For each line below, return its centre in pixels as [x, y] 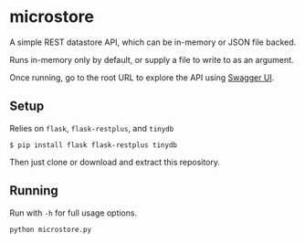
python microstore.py [51, 229]
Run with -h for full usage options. [74, 213]
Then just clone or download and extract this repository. [115, 162]
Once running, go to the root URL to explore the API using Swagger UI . [142, 77]
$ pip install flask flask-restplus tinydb [94, 145]
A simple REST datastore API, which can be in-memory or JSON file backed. [153, 42]
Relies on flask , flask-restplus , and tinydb [92, 128]
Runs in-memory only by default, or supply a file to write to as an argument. [152, 59]
